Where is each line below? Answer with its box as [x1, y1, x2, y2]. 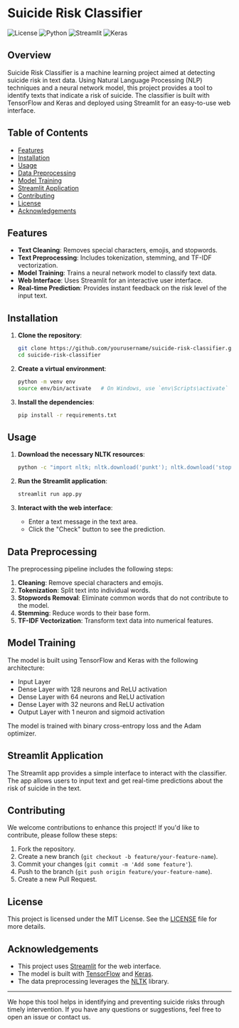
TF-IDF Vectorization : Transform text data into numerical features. [17, 616, 213, 625]
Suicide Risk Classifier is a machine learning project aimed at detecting [7, 68, 216, 76]
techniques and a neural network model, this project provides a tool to [7, 83, 213, 92]
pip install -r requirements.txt [17, 412, 117, 419]
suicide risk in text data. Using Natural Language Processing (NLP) [7, 76, 203, 84]
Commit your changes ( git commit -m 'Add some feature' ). [17, 860, 193, 868]
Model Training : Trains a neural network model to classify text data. [17, 269, 217, 278]
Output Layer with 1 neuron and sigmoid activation [17, 708, 165, 716]
